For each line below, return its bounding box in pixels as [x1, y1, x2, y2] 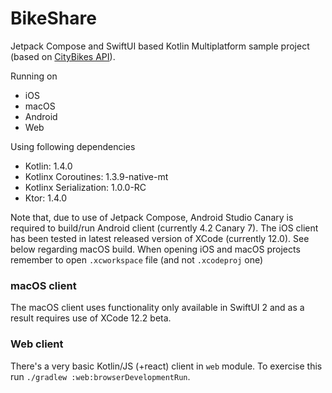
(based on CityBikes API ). [10, 50, 116, 62]
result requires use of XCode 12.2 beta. [10, 312, 172, 324]
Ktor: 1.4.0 [24, 192, 68, 204]
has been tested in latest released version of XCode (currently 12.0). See [10, 232, 310, 244]
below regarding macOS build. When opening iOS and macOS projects [10, 243, 301, 255]
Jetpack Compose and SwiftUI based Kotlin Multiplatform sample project [10, 40, 310, 52]
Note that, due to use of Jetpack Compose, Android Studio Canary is [10, 211, 294, 223]
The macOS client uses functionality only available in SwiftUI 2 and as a [10, 302, 305, 314]
